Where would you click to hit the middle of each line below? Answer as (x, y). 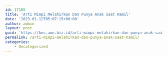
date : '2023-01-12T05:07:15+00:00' (42, 19)
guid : (11, 33)
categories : (17, 42)
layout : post (19, 28)
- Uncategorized (31, 47)
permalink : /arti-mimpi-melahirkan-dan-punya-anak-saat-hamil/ (72, 38)
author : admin (20, 24)
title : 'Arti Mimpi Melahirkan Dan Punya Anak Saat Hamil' (68, 14)
